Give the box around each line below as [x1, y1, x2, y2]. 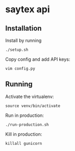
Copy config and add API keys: [5, 56, 70, 62]
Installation [5, 24, 42, 33]
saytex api [5, 4, 50, 15]
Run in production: [5, 112, 44, 118]
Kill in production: [5, 131, 42, 137]
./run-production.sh [5, 122, 49, 127]
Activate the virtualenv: [5, 93, 54, 99]
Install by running [5, 37, 42, 43]
